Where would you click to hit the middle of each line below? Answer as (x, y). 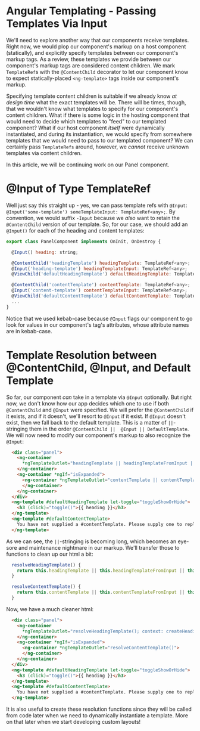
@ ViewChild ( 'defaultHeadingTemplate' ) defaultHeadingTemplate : (91, 274)
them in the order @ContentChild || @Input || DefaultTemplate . (109, 429)
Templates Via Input (57, 24)
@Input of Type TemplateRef (79, 189)
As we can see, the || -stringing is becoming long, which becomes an (91, 541)
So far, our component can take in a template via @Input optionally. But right (99, 397)
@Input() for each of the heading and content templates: (75, 230)
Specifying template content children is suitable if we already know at (92, 96)
